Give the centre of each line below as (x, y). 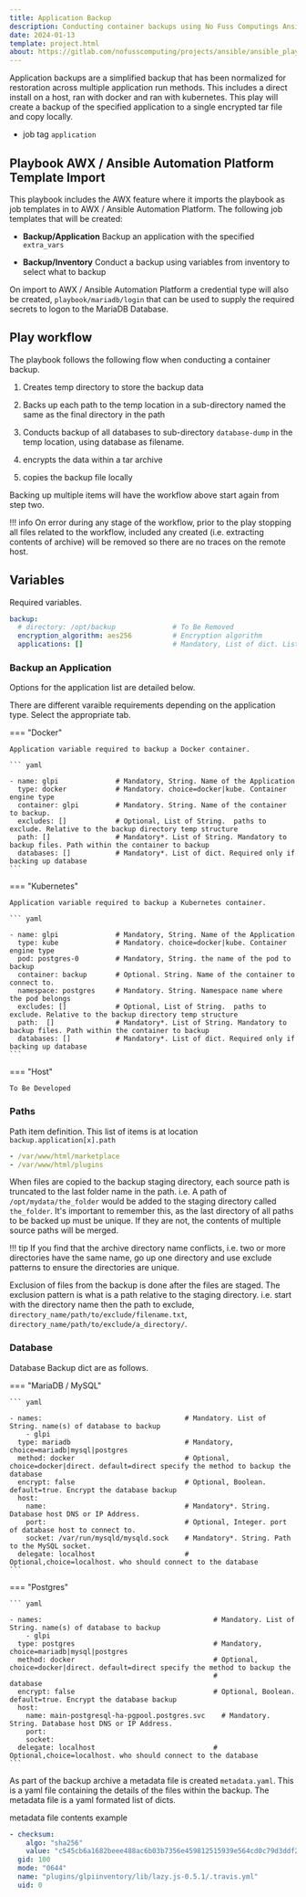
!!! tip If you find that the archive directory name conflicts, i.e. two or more (148, 1249)
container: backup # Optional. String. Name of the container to (157, 975)
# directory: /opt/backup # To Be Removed (126, 627)
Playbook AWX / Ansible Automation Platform (142, 163)
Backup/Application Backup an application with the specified (138, 236)
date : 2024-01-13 (42, 35)
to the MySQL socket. (51, 1546)
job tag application (59, 134)
